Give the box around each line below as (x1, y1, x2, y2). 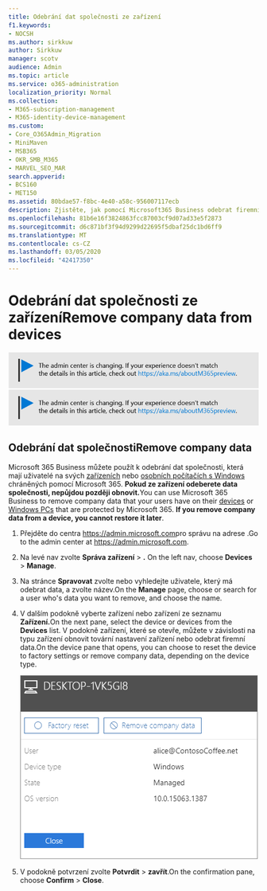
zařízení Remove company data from (8, 309, 253, 326)
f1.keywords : (8, 21, 52, 29)
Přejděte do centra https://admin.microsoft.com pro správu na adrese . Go (19, 528, 258, 537)
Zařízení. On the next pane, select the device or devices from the (19, 617, 233, 627)
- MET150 (8, 190, 37, 197)
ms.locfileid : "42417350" (8, 256, 94, 264)
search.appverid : (8, 172, 66, 181)
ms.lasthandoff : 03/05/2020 (8, 248, 102, 256)
